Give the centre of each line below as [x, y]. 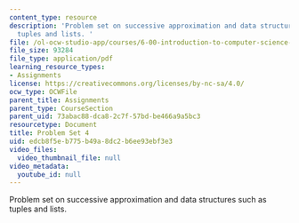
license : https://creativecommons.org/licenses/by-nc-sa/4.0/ [127, 84]
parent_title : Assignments [59, 100]
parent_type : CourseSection [61, 108]
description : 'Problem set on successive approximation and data [133, 26]
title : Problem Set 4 [49, 133]
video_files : [33, 149]
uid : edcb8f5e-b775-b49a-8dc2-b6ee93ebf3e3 [91, 141]
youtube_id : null [49, 174]
